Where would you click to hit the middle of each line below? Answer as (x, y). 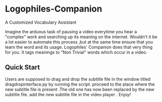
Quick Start (22, 67)
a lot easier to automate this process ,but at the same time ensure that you (79, 42)
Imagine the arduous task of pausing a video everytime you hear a (71, 31)
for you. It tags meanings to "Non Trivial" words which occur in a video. (76, 52)
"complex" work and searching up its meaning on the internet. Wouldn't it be (81, 37)
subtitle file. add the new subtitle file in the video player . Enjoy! (68, 94)
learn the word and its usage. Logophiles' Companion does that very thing (79, 47)
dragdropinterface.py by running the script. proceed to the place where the (80, 84)
